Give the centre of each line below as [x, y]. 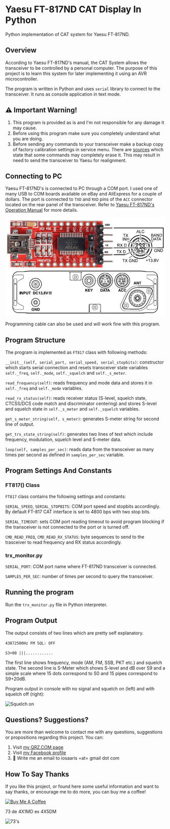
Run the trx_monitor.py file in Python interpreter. [56, 604]
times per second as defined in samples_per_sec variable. [65, 455]
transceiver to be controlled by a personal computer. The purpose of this [81, 68]
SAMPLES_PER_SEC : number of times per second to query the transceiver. [79, 576]
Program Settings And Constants [59, 471]
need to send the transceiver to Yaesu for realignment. [70, 160]
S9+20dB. [16, 679]
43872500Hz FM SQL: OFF [30, 643]
